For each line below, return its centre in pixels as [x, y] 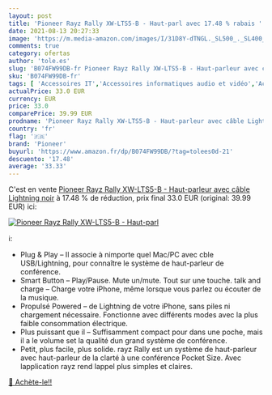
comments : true [34, 46]
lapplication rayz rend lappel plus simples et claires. [106, 367]
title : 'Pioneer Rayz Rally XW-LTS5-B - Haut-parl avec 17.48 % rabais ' [136, 23]
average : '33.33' [38, 167]
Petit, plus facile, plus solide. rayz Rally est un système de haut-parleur [138, 350]
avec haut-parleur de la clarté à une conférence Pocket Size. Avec [130, 358]
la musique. [39, 298]
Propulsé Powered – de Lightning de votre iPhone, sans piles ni [125, 306]
